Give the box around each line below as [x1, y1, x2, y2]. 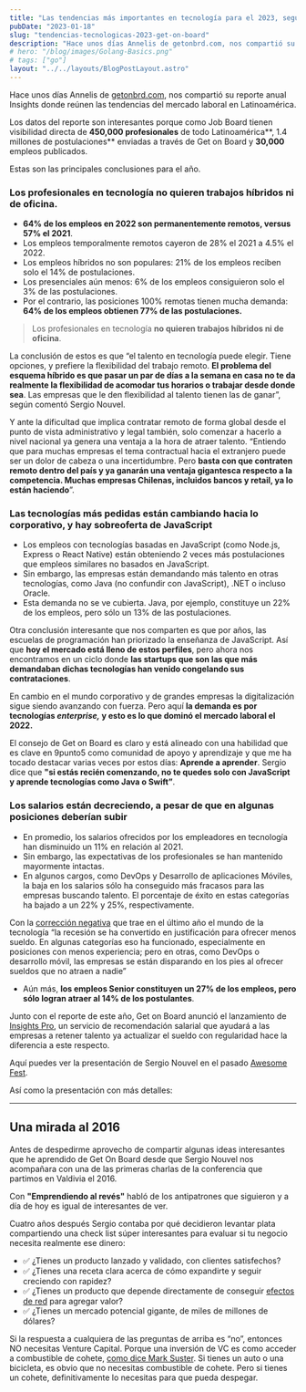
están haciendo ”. [9, 484, 75, 495]
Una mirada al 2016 [9, 1119, 121, 1136]
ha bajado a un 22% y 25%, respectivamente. [22, 899, 195, 910]
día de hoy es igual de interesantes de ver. [9, 1200, 168, 1211]
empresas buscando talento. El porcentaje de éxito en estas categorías [22, 889, 290, 900]
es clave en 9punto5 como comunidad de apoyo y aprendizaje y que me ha [9, 747, 292, 758]
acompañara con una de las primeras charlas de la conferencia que [9, 1163, 263, 1174]
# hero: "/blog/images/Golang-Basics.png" [9, 47, 173, 57]
